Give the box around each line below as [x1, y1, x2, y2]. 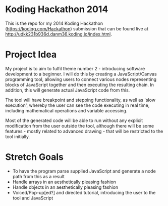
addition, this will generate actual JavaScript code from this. [5, 87, 130, 93]
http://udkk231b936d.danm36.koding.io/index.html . [5, 31, 113, 37]
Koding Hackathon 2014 [5, 4, 108, 15]
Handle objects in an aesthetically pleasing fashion [12, 184, 119, 190]
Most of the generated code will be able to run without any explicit [5, 117, 143, 123]
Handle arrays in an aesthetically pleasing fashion [12, 179, 116, 185]
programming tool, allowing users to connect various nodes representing [5, 76, 157, 82]
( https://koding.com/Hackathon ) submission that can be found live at [5, 25, 149, 31]
